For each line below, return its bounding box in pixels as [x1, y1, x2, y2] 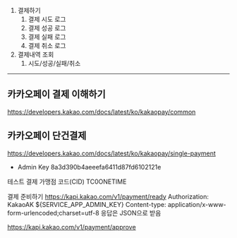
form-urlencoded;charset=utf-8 [7, 208, 100, 217]
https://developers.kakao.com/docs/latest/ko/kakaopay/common [7, 107, 196, 116]
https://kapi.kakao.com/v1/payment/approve [7, 222, 136, 231]
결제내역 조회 [17, 50, 54, 59]
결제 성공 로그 [28, 24, 66, 32]
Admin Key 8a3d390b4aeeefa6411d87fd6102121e [17, 162, 162, 171]
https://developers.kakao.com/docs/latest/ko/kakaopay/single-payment [7, 149, 217, 157]
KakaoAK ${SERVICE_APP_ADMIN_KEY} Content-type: [7, 200, 167, 208]
